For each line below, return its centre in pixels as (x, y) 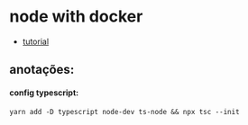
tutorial (36, 41)
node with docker (76, 17)
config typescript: (44, 93)
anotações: (42, 70)
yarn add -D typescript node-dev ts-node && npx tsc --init (125, 112)
